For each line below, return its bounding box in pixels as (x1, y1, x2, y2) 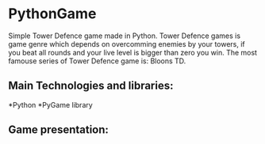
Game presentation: (8, 123, 109, 137)
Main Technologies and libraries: (8, 79, 174, 93)
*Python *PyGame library (8, 100, 93, 109)
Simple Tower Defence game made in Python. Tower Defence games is (8, 31, 240, 40)
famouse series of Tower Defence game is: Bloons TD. (8, 56, 186, 66)
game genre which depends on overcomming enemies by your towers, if (8, 39, 246, 48)
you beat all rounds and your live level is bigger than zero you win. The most (8, 47, 258, 57)
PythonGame (8, 5, 97, 23)
